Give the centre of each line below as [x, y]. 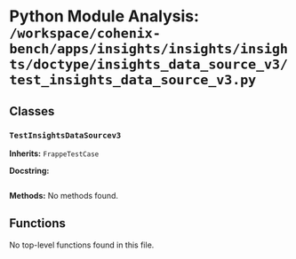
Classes [32, 111]
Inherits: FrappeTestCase [54, 153]
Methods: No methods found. [64, 195]
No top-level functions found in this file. [82, 245]
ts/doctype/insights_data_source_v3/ [149, 64]
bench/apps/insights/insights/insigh [149, 49]
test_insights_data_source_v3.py [133, 80]
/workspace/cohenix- [85, 33]
